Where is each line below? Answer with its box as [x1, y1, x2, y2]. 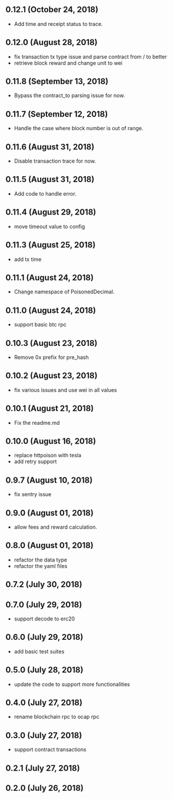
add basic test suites [14, 648, 65, 655]
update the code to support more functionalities [14, 681, 130, 688]
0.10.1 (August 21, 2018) [5, 404, 94, 414]
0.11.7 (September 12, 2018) [5, 109, 108, 119]
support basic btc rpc [14, 321, 67, 328]
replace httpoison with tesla [14, 452, 82, 459]
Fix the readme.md [14, 419, 60, 426]
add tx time [14, 256, 42, 263]
